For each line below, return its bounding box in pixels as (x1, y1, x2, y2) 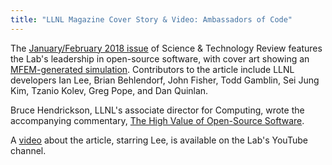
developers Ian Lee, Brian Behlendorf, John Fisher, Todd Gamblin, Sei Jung (10, 74, 320, 86)
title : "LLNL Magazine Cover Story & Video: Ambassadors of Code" (10, 14, 293, 25)
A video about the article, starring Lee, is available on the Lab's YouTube (10, 134, 308, 146)
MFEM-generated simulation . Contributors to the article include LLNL (10, 63, 295, 75)
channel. (10, 144, 47, 156)
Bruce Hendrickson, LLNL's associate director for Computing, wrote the (10, 104, 305, 116)
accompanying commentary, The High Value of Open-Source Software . (10, 114, 305, 126)
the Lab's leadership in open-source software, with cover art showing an (10, 52, 310, 65)
